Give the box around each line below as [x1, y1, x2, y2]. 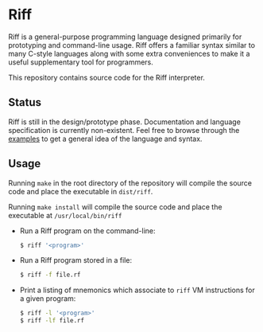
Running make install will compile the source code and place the [8, 201, 222, 212]
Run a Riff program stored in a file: [19, 256, 133, 265]
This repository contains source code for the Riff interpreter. [8, 72, 205, 82]
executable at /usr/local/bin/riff [8, 210, 122, 220]
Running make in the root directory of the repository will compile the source [8, 178, 253, 188]
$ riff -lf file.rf [19, 317, 85, 325]
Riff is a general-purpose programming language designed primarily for [8, 32, 242, 41]
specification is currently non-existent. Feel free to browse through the [8, 125, 240, 135]
